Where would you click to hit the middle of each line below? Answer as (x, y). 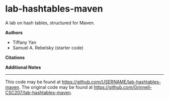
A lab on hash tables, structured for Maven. (50, 23)
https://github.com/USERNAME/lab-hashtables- (111, 82)
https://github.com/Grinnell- (123, 87)
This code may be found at (33, 82)
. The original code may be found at (56, 87)
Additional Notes (23, 67)
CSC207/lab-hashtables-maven (38, 92)
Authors (14, 32)
